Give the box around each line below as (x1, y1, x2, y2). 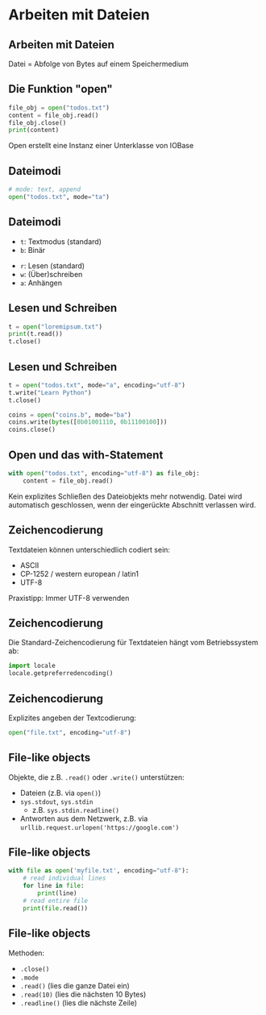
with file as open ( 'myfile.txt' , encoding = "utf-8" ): (8, 867, 189, 875)
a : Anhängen (19, 278, 63, 288)
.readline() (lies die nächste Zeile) (19, 997, 138, 1008)
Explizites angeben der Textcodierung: (8, 713, 137, 723)
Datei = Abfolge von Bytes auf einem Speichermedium (8, 59, 189, 68)
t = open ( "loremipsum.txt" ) (8, 322, 103, 331)
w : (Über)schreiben (19, 269, 83, 279)
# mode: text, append (8, 185, 81, 194)
